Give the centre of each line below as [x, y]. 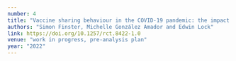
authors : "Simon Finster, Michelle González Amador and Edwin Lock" [111, 27]
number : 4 [22, 14]
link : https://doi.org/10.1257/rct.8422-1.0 [74, 33]
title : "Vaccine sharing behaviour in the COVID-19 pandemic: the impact [119, 20]
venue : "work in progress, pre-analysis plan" [77, 40]
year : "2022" [27, 46]
